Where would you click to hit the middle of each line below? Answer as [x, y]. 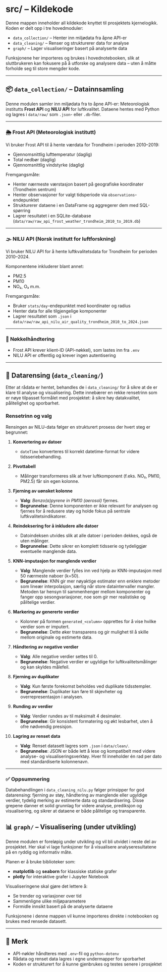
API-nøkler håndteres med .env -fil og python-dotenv [66, 953]
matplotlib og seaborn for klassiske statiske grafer [65, 871]
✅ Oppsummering [28, 779]
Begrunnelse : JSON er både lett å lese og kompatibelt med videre [88, 751]
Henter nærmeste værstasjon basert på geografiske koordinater [78, 184]
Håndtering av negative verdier [46, 647]
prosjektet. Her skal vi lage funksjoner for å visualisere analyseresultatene [81, 846]
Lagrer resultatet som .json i [42, 317]
